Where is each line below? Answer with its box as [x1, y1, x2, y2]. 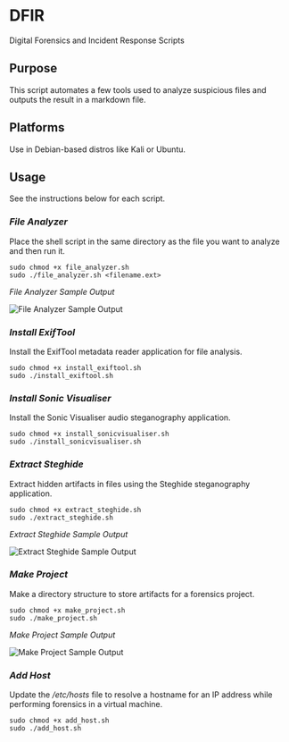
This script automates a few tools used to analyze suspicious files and [9, 84, 267, 95]
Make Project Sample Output [9, 629, 116, 640]
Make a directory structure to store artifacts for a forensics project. [9, 588, 255, 599]
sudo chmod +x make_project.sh [9, 605, 126, 615]
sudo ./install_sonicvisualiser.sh [9, 437, 142, 447]
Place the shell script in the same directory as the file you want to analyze [9, 236, 280, 247]
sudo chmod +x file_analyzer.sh [9, 263, 129, 272]
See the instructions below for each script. [9, 193, 166, 204]
